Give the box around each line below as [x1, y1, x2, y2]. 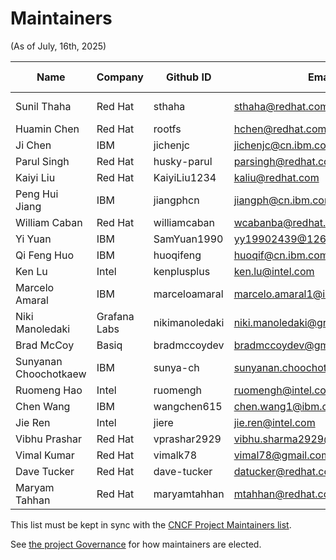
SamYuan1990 [153, 232, 224, 246]
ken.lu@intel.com [233, 264, 315, 278]
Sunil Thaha [15, 99, 72, 113]
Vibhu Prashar [15, 432, 83, 446]
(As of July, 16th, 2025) [10, 40, 107, 52]
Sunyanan [15, 354, 63, 368]
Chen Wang [15, 399, 71, 413]
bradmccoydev [153, 338, 225, 352]
